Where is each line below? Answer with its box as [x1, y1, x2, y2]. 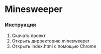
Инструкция [4, 21, 36, 28]
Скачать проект [11, 32, 46, 38]
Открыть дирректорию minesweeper [11, 38, 90, 44]
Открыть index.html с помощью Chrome [11, 43, 97, 49]
